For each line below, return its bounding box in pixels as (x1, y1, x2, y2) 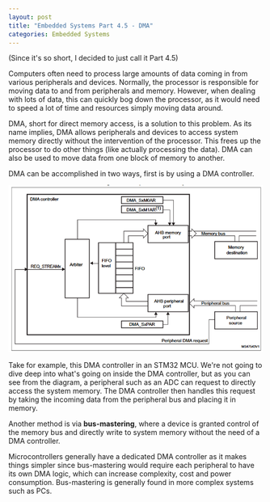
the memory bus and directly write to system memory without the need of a (8, 428, 260, 437)
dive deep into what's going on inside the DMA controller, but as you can (8, 369, 251, 379)
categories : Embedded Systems (8, 30, 111, 38)
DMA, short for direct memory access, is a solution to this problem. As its (8, 119, 252, 129)
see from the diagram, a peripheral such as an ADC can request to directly (8, 378, 256, 387)
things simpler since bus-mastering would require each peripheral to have (8, 461, 255, 470)
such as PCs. (8, 486, 53, 496)
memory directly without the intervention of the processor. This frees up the (8, 136, 261, 146)
